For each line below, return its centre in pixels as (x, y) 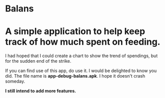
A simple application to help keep (75, 32)
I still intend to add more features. (41, 91)
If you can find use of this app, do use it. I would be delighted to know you (81, 71)
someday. (15, 81)
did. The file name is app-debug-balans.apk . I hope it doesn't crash (75, 76)
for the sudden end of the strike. (38, 61)
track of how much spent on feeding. (83, 42)
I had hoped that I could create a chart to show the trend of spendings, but (82, 56)
